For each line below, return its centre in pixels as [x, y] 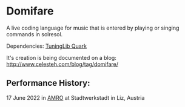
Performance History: [48, 83]
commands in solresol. [35, 34]
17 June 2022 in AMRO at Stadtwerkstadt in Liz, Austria [76, 97]
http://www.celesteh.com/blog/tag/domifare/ [62, 64]
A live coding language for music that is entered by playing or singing [93, 28]
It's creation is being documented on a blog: [61, 57]
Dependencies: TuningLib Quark [46, 46]
